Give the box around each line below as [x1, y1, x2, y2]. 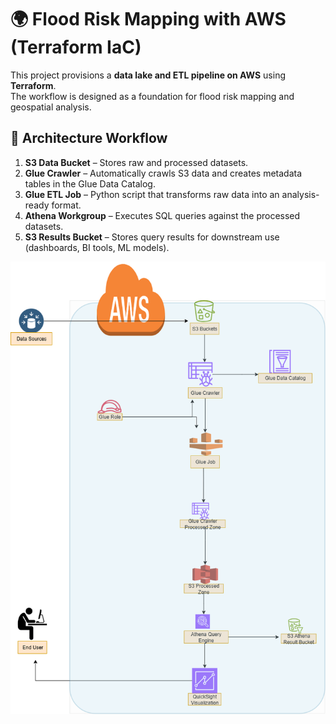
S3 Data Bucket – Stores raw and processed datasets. [24, 156, 249, 168]
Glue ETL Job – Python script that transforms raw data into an [24, 188, 280, 200]
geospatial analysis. [10, 101, 92, 113]
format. [51, 199, 82, 211]
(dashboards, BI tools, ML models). [24, 241, 170, 253]
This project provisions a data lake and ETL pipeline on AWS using [10, 69, 286, 81]
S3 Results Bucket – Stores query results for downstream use [24, 231, 280, 243]
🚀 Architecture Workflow [10, 130, 168, 147]
